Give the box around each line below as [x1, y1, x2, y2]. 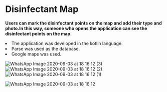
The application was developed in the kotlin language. [12, 40, 123, 46]
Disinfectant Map [5, 3, 79, 15]
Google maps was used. [12, 51, 62, 57]
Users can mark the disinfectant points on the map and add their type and [5, 20, 162, 26]
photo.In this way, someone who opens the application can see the [5, 25, 147, 31]
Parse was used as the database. [12, 45, 80, 51]
